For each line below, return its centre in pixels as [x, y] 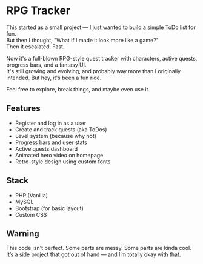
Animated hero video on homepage [59, 155]
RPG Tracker [38, 11]
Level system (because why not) [56, 136]
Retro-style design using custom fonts [63, 162]
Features [23, 109]
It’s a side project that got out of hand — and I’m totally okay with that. [94, 254]
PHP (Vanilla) [32, 195]
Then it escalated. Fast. [35, 47]
